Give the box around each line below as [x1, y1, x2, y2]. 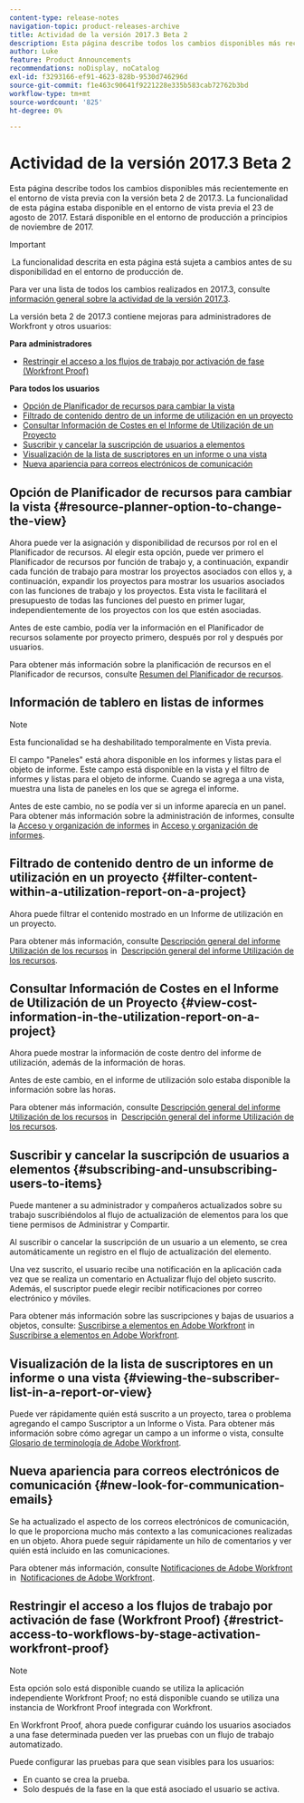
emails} [9, 1492, 53, 1507]
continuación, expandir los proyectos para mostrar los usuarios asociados [9, 576, 285, 586]
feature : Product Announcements [9, 55, 131, 64]
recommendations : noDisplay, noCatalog [9, 64, 160, 73]
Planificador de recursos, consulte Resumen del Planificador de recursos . [9, 668, 284, 679]
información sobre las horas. [9, 1085, 116, 1096]
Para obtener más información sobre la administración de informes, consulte [9, 810, 295, 821]
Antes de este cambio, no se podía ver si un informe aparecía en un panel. [9, 800, 287, 812]
